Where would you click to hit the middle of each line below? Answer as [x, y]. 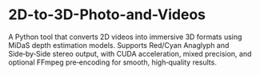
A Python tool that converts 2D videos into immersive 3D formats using [125, 37]
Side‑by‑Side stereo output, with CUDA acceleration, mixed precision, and [130, 53]
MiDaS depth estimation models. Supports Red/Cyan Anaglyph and [119, 45]
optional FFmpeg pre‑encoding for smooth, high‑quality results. [113, 62]
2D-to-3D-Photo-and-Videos [107, 15]
